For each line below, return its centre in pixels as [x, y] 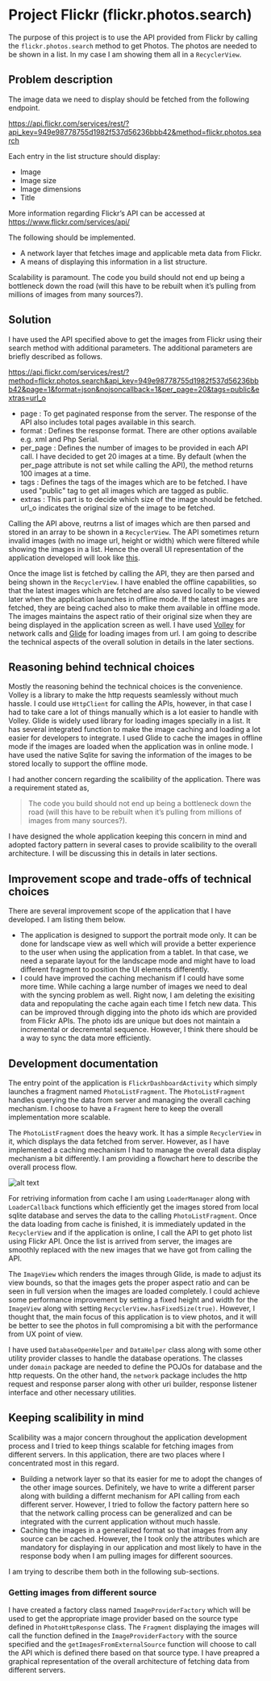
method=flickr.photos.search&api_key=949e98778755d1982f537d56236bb [134, 380]
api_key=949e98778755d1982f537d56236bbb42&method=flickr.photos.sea [135, 132]
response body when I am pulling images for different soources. [126, 1556]
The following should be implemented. [72, 237]
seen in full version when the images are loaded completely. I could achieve [134, 1291]
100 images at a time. [55, 473]
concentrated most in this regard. [64, 1463]
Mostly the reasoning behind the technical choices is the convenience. [126, 687]
